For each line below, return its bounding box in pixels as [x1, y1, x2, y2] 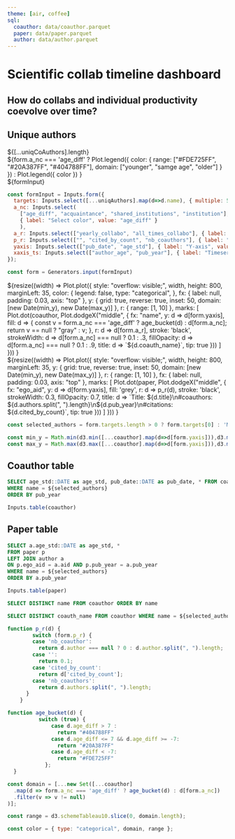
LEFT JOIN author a [7, 555, 64, 562]
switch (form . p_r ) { [32, 632, 92, 639]
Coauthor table [7, 460, 75, 472]
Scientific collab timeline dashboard [7, 67, 222, 83]
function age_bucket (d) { [7, 709, 83, 716]
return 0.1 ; [38, 658, 73, 665]
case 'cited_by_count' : [32, 664, 101, 671]
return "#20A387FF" [57, 742, 114, 749]
